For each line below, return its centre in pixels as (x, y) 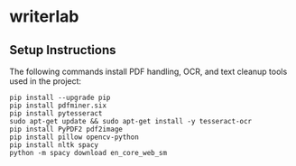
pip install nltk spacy (54, 145)
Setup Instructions (63, 50)
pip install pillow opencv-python (74, 137)
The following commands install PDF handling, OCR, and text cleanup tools (148, 71)
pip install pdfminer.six (58, 106)
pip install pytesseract (56, 114)
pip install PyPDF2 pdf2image (66, 129)
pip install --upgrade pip (60, 97)
